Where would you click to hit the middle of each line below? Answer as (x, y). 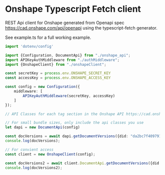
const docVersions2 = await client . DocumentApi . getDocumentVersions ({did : (83, 163)
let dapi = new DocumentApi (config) (42, 127)
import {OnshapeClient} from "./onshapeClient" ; (56, 64)
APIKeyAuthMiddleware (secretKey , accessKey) (69, 96)
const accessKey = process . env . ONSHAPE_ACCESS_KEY (58, 78)
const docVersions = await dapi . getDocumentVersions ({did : (67, 136)
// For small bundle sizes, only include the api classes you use (74, 123)
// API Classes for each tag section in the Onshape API (65, 114)
